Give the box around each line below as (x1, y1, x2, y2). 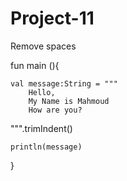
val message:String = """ (10, 78, 118, 89)
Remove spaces (10, 40, 77, 52)
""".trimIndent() (10, 122, 73, 134)
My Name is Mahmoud (28, 96, 110, 106)
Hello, (28, 87, 56, 97)
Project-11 (10, 7, 95, 30)
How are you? (28, 105, 83, 115)
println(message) (10, 142, 83, 152)
